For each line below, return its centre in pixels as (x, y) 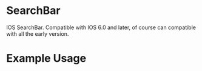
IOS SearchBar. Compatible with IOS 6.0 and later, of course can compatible (101, 27)
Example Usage (46, 59)
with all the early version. (38, 33)
